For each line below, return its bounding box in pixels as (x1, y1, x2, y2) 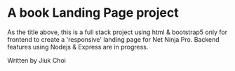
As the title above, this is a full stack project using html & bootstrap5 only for (7, 28, 228, 36)
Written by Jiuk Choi (7, 56, 67, 64)
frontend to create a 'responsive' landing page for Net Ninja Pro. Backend (7, 35, 220, 43)
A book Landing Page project (7, 5, 179, 21)
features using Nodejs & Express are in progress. (7, 42, 149, 51)
